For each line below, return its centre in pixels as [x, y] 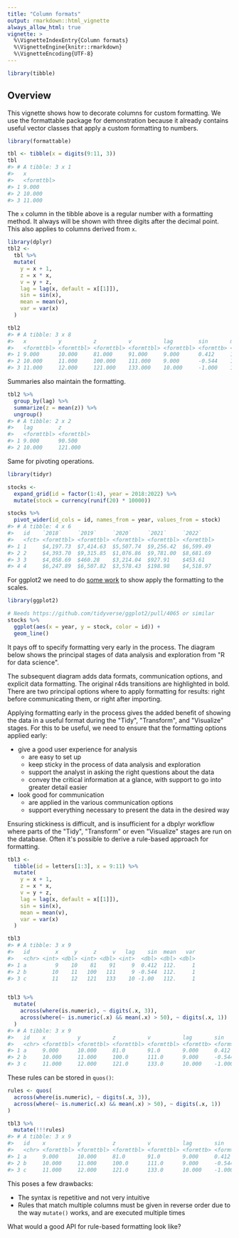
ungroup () [28, 415]
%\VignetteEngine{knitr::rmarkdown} [68, 47]
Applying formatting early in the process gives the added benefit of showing [119, 712]
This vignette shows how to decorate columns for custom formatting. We [114, 113]
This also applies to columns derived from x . [72, 229]
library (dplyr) [30, 242]
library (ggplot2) [33, 601]
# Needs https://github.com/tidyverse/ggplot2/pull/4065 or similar [111, 614]
